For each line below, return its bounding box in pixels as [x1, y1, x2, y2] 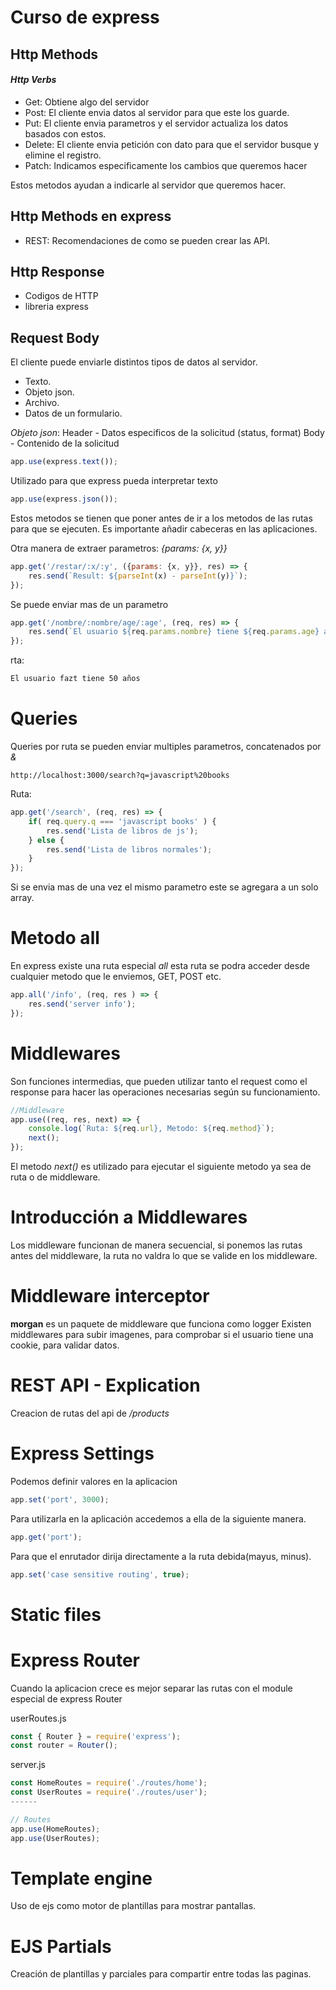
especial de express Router [10, 1692, 123, 1705]
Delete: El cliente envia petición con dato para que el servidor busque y [24, 138, 320, 150]
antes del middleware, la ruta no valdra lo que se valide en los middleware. [10, 1249, 318, 1261]
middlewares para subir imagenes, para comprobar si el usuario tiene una [10, 1328, 314, 1340]
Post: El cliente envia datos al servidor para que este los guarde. [24, 106, 290, 118]
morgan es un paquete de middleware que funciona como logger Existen [10, 1317, 312, 1330]
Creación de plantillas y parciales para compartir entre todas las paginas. [10, 1968, 312, 1980]
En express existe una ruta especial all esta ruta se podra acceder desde [10, 960, 310, 972]
